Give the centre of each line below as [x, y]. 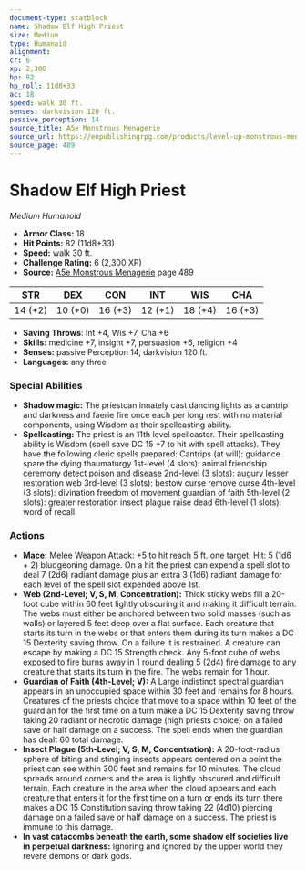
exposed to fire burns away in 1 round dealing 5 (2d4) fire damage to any [159, 662]
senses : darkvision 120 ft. [63, 111]
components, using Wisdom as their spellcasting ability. [127, 425]
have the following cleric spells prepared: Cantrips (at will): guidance [151, 454]
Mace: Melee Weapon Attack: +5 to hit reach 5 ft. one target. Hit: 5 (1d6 [157, 556]
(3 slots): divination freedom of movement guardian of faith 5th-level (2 [156, 492]
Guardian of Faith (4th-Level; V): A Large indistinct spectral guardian [153, 682]
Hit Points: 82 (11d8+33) [69, 243]
